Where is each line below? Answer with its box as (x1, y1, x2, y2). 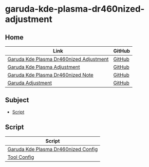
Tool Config (7, 153, 34, 160)
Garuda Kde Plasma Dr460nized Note (7, 72, 93, 78)
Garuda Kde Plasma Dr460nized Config (7, 146, 98, 152)
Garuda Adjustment (7, 79, 52, 86)
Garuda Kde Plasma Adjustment (7, 64, 80, 70)
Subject (5, 96, 29, 104)
